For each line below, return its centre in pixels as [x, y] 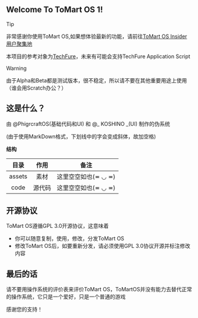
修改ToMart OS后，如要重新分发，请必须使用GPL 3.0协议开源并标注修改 [103, 246]
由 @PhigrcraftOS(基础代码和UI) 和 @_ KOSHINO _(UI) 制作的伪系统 [88, 123]
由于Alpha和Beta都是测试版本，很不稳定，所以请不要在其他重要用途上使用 [97, 80]
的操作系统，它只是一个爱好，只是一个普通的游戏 [66, 297]
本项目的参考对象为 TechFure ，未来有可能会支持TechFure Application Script [98, 56]
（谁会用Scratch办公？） [36, 88]
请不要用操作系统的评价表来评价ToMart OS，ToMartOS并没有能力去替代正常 [99, 290]
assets [18, 176]
